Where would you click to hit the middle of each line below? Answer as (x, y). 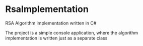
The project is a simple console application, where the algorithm (72, 32)
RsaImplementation (47, 9)
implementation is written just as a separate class (56, 38)
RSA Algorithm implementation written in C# (51, 23)
